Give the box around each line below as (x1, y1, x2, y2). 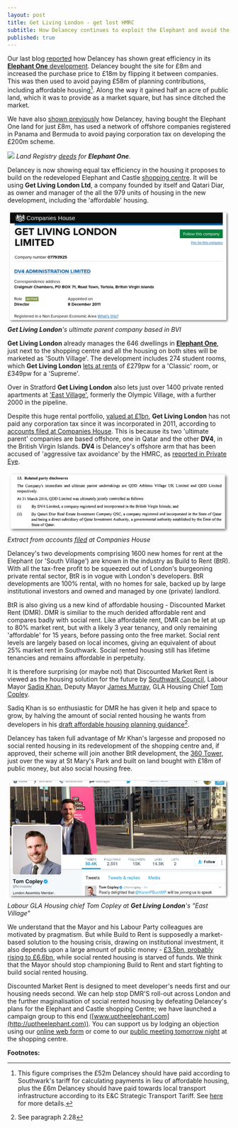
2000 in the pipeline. (7, 398, 68, 407)
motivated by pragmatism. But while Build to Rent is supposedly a (7, 930, 198, 938)
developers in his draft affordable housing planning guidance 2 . (7, 719, 190, 729)
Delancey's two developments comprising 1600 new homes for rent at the (7, 549, 223, 557)
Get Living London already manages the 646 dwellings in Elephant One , (7, 339, 220, 348)
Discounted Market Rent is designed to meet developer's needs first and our (7, 982, 230, 990)
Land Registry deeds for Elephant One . (16, 151, 131, 160)
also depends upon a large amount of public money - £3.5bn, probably (7, 945, 214, 954)
